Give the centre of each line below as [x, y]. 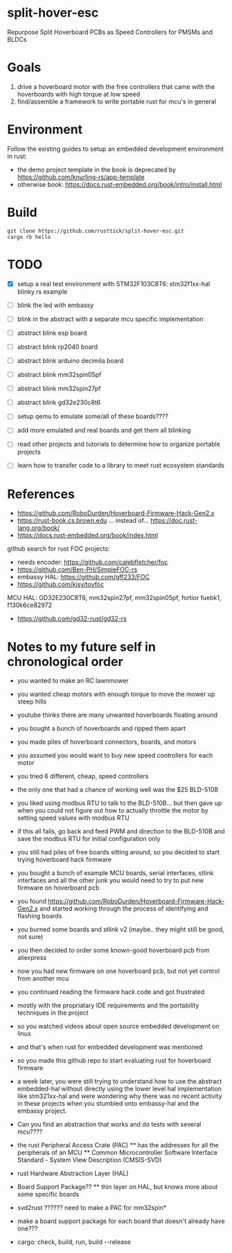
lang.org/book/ [38, 528]
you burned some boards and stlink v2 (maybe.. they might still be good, [121, 929]
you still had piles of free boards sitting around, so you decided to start [118, 852]
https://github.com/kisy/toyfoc [61, 584]
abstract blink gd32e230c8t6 [59, 403]
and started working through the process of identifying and [124, 908]
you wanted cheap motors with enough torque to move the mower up [116, 694]
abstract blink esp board [52, 333]
